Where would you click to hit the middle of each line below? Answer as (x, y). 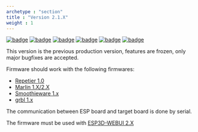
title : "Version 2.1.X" (37, 17)
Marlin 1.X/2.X (32, 87)
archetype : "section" (34, 12)
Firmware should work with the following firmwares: (70, 69)
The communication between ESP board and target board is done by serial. (99, 112)
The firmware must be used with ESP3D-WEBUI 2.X (70, 123)
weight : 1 (20, 23)
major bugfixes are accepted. (43, 58)
